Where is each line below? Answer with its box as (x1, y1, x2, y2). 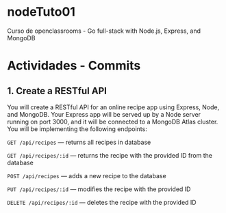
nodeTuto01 (7, 4, 75, 20)
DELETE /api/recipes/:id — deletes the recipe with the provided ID (7, 198, 197, 206)
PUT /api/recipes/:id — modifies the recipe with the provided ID (7, 185, 191, 193)
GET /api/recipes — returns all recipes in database (7, 138, 151, 146)
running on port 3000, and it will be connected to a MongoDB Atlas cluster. (7, 117, 218, 126)
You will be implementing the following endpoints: (7, 124, 147, 133)
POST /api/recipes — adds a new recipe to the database (7, 171, 166, 180)
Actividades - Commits (7, 58, 141, 74)
